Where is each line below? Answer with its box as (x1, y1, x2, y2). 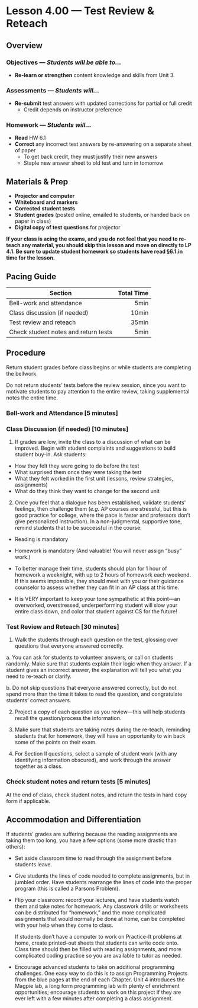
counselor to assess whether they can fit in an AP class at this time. (14, 584, 180, 591)
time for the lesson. (6, 254, 55, 261)
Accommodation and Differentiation (6, 815, 141, 825)
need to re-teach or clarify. (6, 673, 72, 680)
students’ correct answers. (6, 697, 72, 704)
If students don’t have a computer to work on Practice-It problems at (14, 933, 182, 940)
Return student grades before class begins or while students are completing (6, 363, 191, 371)
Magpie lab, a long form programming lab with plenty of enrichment (14, 982, 180, 989)
